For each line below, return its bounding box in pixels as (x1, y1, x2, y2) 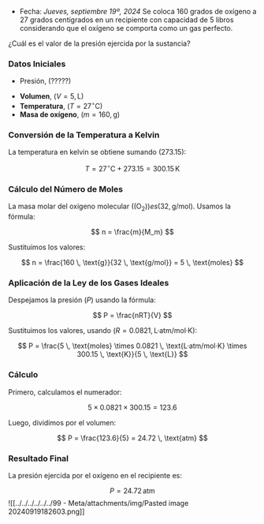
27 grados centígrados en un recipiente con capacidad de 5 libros (19, 15, 234, 24)
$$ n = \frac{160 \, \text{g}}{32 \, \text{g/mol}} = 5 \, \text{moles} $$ (20, 258, 244, 267)
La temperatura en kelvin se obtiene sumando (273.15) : (8, 148, 187, 157)
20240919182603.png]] (8, 507, 85, 516)
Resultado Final (8, 453, 69, 464)
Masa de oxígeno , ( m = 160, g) (19, 110, 121, 119)
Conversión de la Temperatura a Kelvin (8, 129, 160, 140)
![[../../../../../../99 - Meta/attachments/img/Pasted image (8, 498, 189, 507)
